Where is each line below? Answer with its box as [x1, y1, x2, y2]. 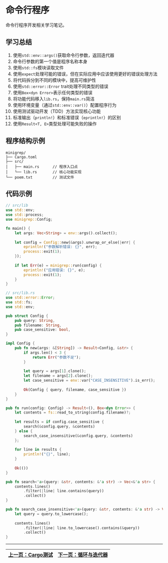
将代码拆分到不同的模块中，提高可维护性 [12, 77, 96, 83]
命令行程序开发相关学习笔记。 [5, 22, 67, 28]
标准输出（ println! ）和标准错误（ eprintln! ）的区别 [12, 114, 121, 120]
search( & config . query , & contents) [23, 424, 95, 429]
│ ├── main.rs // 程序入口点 [5, 164, 78, 169]
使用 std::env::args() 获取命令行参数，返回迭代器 [12, 52, 115, 58]
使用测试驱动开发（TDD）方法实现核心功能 [12, 108, 101, 114]
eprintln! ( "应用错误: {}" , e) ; [23, 268, 86, 273]
